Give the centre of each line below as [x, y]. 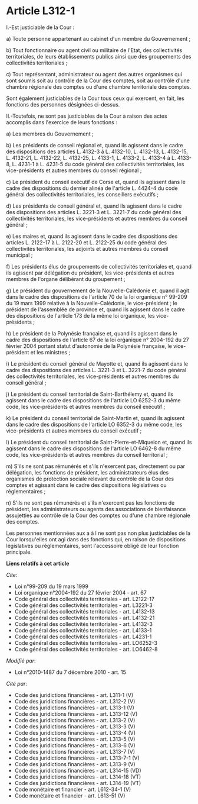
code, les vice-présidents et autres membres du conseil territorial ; [87, 454]
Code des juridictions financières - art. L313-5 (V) [75, 739]
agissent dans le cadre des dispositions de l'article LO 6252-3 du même [93, 400]
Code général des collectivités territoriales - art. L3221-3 [84, 605]
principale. [19, 552]
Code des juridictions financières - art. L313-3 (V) [75, 726]
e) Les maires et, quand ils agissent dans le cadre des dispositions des [92, 236]
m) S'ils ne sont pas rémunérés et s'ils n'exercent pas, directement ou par [96, 466]
